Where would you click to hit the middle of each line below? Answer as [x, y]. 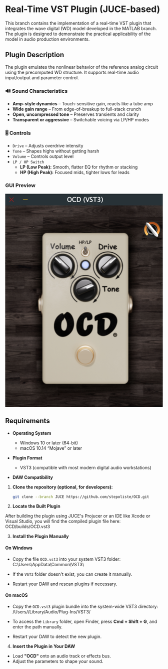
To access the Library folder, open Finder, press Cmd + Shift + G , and [85, 621]
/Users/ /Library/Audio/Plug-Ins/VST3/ [51, 612]
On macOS [16, 595]
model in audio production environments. [47, 39]
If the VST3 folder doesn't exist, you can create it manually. [72, 574]
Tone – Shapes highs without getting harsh [56, 151]
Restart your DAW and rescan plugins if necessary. [65, 584]
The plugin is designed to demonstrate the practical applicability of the [78, 34]
